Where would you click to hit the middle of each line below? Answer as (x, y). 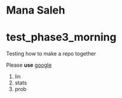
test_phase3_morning (61, 37)
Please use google (29, 65)
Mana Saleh (36, 10)
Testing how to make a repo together (51, 54)
